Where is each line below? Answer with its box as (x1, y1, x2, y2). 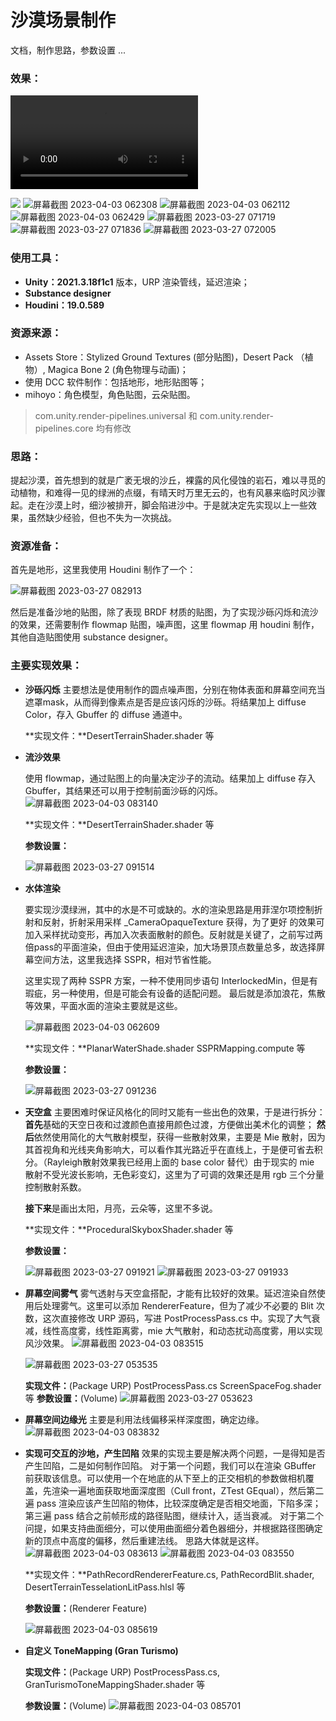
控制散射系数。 (24, 1181, 87, 1193)
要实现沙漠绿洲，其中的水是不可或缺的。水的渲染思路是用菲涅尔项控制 (24, 903, 315, 915)
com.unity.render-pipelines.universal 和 (34, 409, 198, 421)
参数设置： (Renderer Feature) (24, 1602, 148, 1614)
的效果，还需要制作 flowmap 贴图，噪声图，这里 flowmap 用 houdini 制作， (10, 619, 320, 631)
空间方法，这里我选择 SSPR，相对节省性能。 (33, 953, 217, 965)
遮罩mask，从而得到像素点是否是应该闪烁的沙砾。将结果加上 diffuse (24, 696, 307, 708)
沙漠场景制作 (10, 9, 117, 32)
